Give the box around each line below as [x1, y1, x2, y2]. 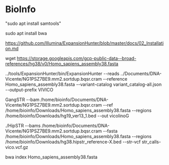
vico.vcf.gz [5, 144, 29, 150]
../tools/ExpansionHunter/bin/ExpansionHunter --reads [5, 70, 120, 77]
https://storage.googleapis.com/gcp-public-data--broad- [17, 55, 137, 61]
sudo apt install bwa [5, 30, 47, 36]
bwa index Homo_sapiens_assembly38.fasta [5, 154, 98, 160]
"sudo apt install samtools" [5, 20, 62, 26]
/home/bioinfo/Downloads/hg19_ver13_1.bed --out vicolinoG [5, 113, 129, 119]
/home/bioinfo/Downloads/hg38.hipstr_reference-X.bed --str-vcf [5, 139, 141, 145]
